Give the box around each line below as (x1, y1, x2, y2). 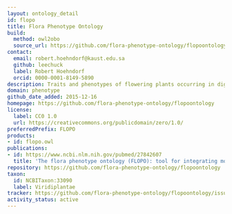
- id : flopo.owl (7, 139, 54, 146)
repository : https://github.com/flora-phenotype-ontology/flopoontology (7, 164, 221, 171)
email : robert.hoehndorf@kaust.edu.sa (13, 55, 126, 62)
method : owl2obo (13, 36, 60, 43)
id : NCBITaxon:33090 (13, 177, 72, 184)
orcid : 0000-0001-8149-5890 (13, 74, 95, 81)
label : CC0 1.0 (13, 113, 57, 119)
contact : (7, 49, 32, 56)
